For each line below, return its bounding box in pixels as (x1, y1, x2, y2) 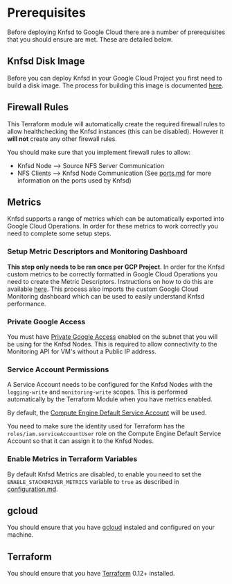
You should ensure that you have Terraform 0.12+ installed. (7, 569, 175, 578)
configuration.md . (7, 485, 58, 493)
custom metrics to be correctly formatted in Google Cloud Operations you (7, 269, 218, 278)
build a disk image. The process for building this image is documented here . (7, 81, 224, 90)
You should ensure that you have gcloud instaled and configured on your (7, 523, 215, 532)
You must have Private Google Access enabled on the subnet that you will (7, 332, 218, 341)
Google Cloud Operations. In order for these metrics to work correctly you (7, 222, 218, 231)
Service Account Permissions (7, 365, 109, 374)
